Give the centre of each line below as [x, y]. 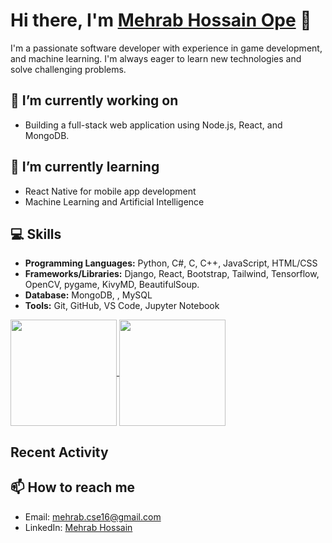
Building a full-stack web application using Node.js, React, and [153, 125]
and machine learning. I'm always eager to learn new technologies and [156, 58]
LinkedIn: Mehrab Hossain [78, 527]
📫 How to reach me [73, 487]
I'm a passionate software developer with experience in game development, [166, 48]
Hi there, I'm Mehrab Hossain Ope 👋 [161, 20]
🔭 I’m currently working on [94, 100]
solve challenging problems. [68, 69]
